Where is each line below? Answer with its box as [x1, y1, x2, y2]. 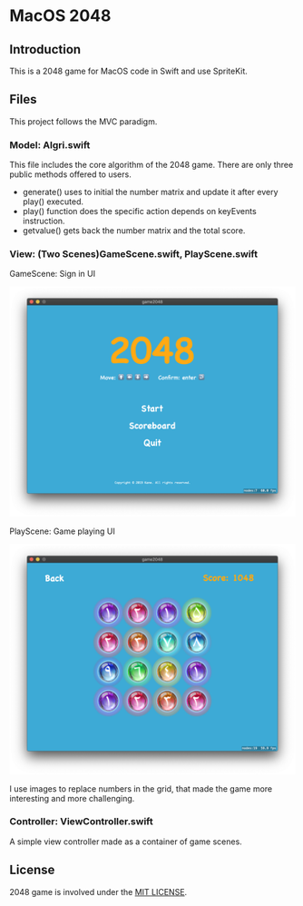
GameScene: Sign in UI [9, 269, 96, 280]
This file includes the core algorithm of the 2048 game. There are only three [9, 160, 294, 171]
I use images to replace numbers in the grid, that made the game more [9, 783, 273, 794]
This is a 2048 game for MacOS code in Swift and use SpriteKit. [9, 65, 248, 76]
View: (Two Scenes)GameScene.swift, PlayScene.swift [9, 248, 259, 261]
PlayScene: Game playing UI [9, 526, 115, 537]
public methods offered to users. [9, 169, 132, 180]
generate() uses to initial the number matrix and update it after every [22, 187, 279, 198]
